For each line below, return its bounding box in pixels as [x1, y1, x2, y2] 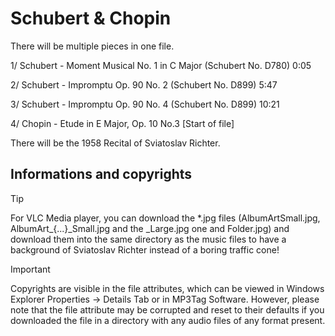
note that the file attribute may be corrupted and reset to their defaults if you [10, 303, 325, 316]
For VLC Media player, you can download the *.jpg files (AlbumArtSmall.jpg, [10, 212, 321, 224]
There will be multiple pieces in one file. [10, 40, 175, 52]
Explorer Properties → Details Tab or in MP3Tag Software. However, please [10, 293, 320, 305]
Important [10, 263, 51, 275]
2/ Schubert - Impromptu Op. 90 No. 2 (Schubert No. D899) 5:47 [10, 78, 278, 91]
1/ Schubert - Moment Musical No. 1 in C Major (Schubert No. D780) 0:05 [10, 59, 312, 71]
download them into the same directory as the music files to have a [10, 233, 287, 245]
